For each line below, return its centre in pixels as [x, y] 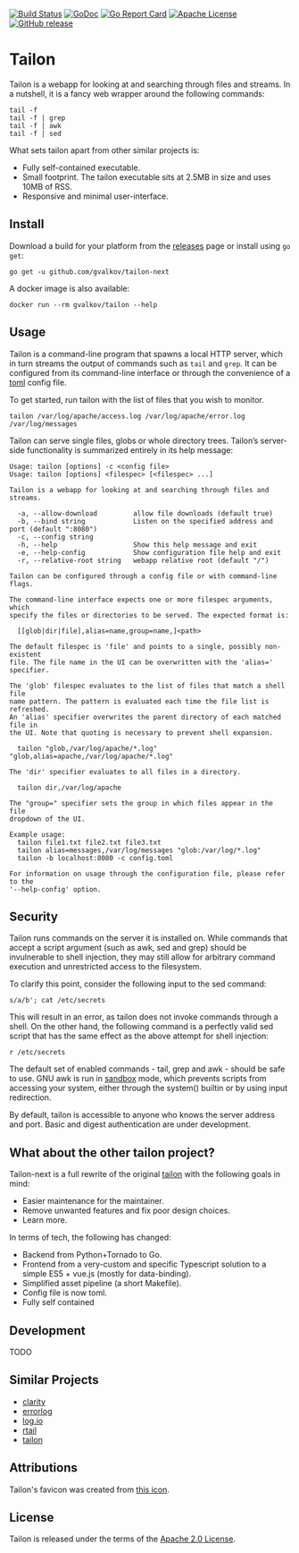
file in [24, 725]
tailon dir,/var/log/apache [70, 788]
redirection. [30, 1097]
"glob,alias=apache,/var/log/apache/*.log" [91, 756]
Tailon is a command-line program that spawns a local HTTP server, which [146, 354]
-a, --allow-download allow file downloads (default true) [145, 513]
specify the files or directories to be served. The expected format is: [149, 615]
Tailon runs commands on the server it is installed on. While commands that [149, 938]
